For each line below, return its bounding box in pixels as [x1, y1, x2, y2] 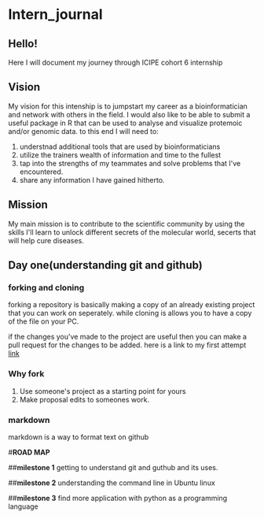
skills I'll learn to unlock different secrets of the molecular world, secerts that [8, 227, 256, 237]
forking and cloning [8, 282, 85, 293]
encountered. [19, 167, 64, 176]
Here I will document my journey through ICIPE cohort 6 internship [8, 57, 223, 67]
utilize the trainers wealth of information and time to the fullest [19, 150, 222, 159]
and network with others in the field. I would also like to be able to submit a [8, 109, 251, 119]
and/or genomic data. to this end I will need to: [8, 126, 159, 135]
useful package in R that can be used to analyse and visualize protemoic [8, 118, 243, 128]
